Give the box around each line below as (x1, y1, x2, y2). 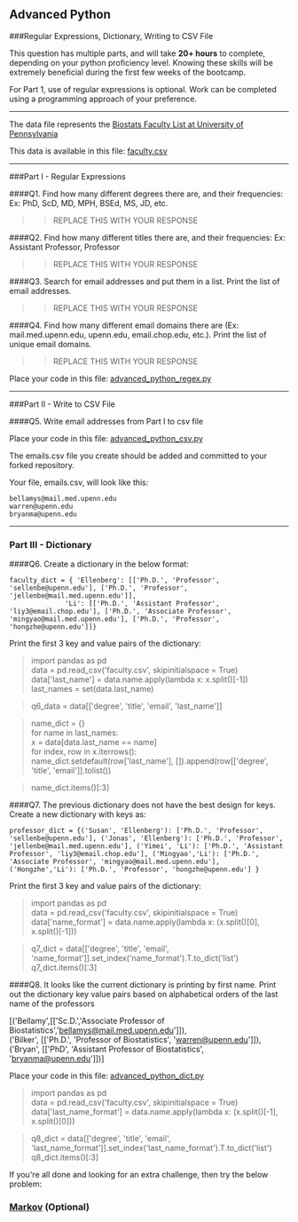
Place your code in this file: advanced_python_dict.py (9, 1070, 205, 1082)
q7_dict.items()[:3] (30, 963, 98, 973)
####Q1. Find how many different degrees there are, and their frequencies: (9, 188, 284, 199)
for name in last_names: (30, 727, 119, 738)
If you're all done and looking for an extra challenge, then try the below (9, 1170, 269, 1180)
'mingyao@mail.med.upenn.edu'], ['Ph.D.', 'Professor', (9, 615, 220, 624)
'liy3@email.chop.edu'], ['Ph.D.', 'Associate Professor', (9, 607, 232, 616)
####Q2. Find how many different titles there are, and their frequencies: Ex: (9, 232, 286, 242)
